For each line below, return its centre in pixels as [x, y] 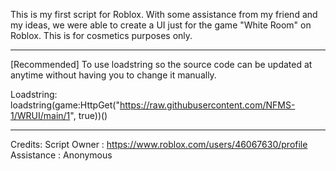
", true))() [88, 115]
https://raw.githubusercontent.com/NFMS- [207, 105]
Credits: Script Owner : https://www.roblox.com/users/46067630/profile [159, 144]
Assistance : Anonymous [61, 155]
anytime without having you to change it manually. [113, 75]
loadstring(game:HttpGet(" [65, 105]
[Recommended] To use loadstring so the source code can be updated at [161, 64]
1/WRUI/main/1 [40, 115]
